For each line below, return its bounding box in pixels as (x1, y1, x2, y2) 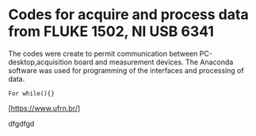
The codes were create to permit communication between (8, 49, 198, 58)
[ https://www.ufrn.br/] (8, 103, 81, 113)
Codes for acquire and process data (8, 6, 249, 24)
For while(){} (8, 89, 55, 97)
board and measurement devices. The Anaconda (74, 57, 234, 67)
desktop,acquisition (8, 57, 73, 67)
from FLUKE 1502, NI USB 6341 (8, 22, 214, 41)
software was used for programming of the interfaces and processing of (8, 65, 244, 75)
